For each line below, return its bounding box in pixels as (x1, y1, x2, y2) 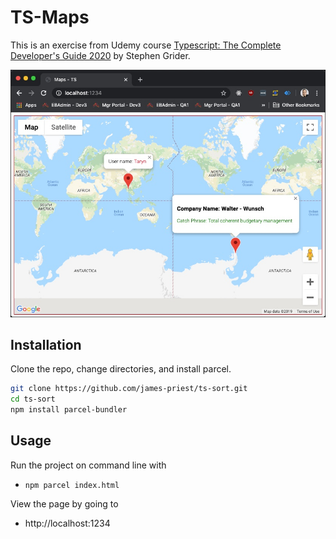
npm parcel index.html (24, 480, 120, 490)
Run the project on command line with (10, 459, 167, 471)
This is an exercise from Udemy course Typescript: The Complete (10, 39, 282, 51)
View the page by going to (10, 497, 119, 510)
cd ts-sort (10, 394, 56, 405)
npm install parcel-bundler (10, 405, 128, 415)
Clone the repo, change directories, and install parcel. (10, 363, 232, 375)
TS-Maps (10, 6, 90, 29)
